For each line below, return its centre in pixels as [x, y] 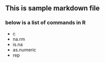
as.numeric [24, 49]
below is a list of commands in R [46, 23]
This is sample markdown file [52, 8]
